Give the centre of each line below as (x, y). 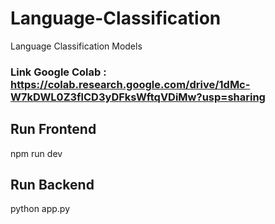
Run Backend (52, 185)
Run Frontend (53, 129)
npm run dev (36, 153)
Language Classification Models (76, 46)
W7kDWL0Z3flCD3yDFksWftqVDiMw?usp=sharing (138, 97)
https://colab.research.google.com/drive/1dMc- (130, 84)
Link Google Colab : (58, 72)
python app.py (40, 209)
